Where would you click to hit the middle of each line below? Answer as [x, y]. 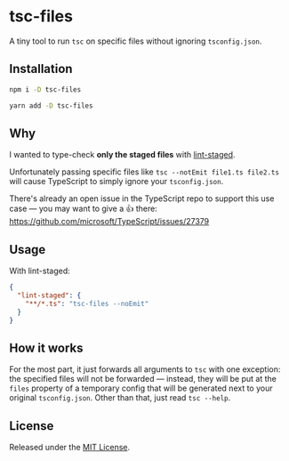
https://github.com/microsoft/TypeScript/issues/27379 [109, 222]
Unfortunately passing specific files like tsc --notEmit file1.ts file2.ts [144, 172]
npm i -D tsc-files [45, 89]
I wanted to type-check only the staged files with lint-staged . [122, 155]
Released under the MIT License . [70, 448]
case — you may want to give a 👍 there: [83, 209]
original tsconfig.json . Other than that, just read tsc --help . [120, 398]
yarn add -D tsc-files [51, 105]
